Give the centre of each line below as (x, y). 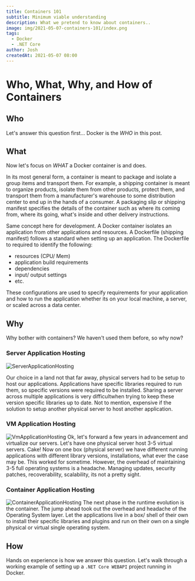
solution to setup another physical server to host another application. (90, 409)
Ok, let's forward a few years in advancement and (127, 437)
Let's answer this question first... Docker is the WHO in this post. (84, 133)
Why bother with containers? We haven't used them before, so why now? (95, 338)
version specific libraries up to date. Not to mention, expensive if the (89, 402)
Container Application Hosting (51, 490)
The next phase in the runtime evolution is (134, 503)
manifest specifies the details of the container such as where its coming (93, 208)
